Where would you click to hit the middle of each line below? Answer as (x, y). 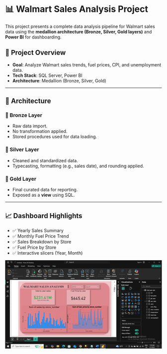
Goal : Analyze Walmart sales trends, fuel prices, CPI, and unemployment (87, 64)
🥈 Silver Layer (22, 150)
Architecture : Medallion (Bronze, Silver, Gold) (59, 80)
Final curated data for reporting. (45, 190)
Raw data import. (30, 126)
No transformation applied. (40, 131)
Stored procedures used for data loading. (55, 137)
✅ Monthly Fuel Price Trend (41, 236)
